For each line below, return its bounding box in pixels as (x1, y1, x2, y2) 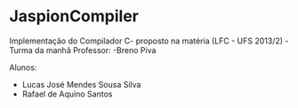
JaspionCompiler (9, 6, 140, 27)
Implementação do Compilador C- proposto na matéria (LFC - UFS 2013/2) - (9, 35, 289, 46)
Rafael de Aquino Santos (21, 89, 113, 99)
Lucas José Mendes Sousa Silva (21, 79, 141, 89)
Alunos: (9, 62, 37, 73)
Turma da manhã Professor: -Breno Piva (9, 44, 157, 55)
